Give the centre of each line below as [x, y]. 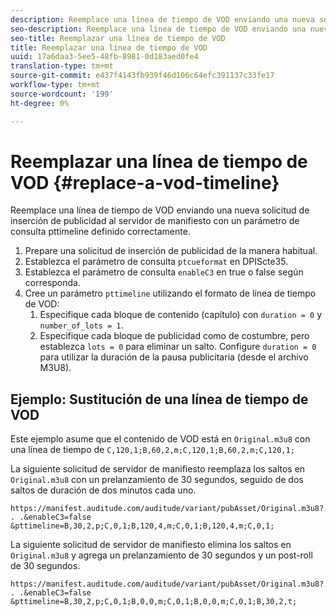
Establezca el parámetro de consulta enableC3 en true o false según [164, 272]
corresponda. [52, 283]
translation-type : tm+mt [62, 66]
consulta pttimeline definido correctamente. [100, 232]
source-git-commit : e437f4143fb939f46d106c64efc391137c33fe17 [142, 76]
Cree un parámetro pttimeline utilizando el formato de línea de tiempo [170, 293]
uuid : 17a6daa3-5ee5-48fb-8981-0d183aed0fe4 [104, 57]
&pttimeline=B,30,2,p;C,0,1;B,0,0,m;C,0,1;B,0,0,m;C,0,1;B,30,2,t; [154, 602]
